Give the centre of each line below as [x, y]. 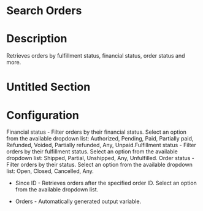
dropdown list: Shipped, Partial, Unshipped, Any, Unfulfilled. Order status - [101, 158]
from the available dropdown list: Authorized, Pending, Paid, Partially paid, [100, 139]
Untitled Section [48, 87]
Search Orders [44, 11]
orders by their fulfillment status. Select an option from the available [92, 152]
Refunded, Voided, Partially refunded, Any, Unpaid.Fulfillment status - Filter [101, 145]
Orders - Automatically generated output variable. [78, 201]
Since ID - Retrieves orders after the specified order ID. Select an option [106, 183]
